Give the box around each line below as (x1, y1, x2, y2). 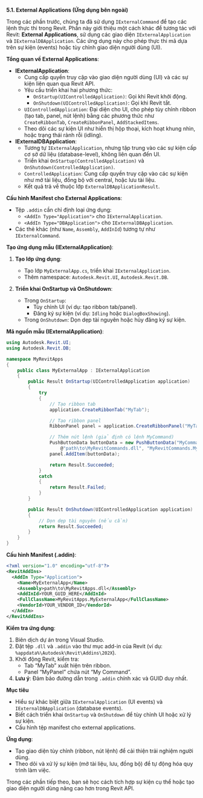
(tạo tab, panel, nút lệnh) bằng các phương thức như (24, 112, 155, 119)
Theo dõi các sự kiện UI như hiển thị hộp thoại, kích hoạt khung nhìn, (24, 125, 196, 132)
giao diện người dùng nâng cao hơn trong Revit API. (6, 784, 135, 792)
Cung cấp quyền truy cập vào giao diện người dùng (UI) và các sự (24, 74, 188, 80)
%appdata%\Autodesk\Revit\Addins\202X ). (14, 649, 117, 656)
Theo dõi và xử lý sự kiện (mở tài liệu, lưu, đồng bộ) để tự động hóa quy (14, 760, 193, 767)
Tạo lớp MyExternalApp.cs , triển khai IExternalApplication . (24, 267, 171, 274)
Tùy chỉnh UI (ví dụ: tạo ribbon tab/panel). (33, 303, 137, 310)
